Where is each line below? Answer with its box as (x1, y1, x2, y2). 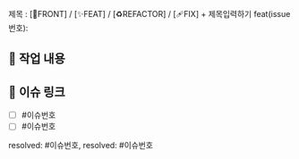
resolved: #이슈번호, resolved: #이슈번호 (8, 140, 154, 151)
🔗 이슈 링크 (8, 84, 66, 99)
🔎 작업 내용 (8, 51, 66, 66)
